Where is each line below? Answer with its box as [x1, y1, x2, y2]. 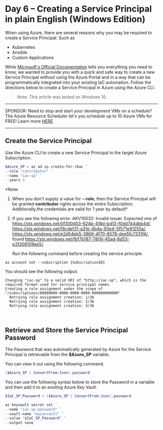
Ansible [12, 49, 28, 55]
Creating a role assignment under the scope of [5, 287, 103, 291]
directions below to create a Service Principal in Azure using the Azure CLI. [5, 84, 155, 90]
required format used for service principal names [5, 282, 110, 287]
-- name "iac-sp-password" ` [5, 407, 62, 412]
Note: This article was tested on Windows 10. [16, 94, 107, 100]
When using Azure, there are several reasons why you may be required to [5, 30, 152, 35]
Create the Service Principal [5, 137, 92, 145]
